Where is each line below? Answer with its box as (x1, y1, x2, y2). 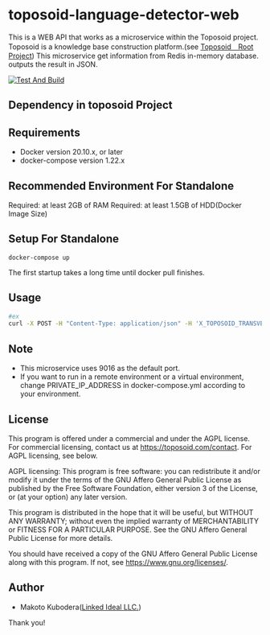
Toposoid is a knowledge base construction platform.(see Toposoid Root (8, 42, 254, 52)
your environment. (19, 389, 81, 399)
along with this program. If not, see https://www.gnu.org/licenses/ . (8, 557, 229, 567)
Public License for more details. (8, 533, 113, 542)
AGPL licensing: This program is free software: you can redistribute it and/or (8, 466, 261, 476)
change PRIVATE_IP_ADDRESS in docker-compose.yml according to (19, 381, 246, 390)
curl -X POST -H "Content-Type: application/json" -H (8, 320, 193, 328)
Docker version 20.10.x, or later (19, 147, 123, 157)
